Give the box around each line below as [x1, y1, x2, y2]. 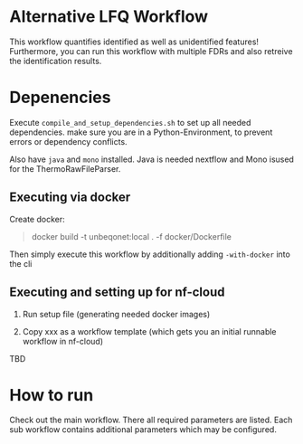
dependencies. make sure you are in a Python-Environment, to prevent [9, 127, 273, 137]
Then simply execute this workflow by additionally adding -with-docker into [9, 249, 291, 260]
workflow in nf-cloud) [22, 335, 104, 346]
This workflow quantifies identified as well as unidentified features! [9, 36, 260, 47]
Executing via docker [9, 190, 131, 205]
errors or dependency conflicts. [9, 136, 128, 146]
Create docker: [9, 213, 65, 224]
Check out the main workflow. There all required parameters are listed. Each [9, 414, 293, 426]
